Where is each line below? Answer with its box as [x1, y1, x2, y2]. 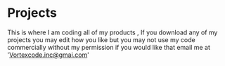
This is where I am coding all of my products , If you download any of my [7, 28, 218, 37]
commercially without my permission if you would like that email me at [7, 43, 211, 51]
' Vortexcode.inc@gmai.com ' [7, 51, 89, 59]
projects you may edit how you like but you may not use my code [7, 35, 195, 44]
